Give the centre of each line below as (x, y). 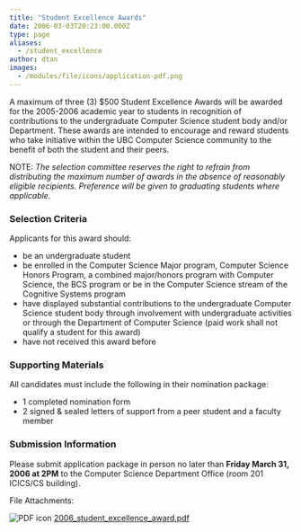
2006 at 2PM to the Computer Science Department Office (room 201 (137, 474)
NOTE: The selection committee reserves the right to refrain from (129, 166)
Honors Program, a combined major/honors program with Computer (148, 275)
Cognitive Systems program (74, 294)
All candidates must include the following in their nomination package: (139, 385)
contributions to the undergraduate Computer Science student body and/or (148, 120)
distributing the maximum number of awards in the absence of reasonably (147, 176)
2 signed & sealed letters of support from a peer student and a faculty (151, 412)
